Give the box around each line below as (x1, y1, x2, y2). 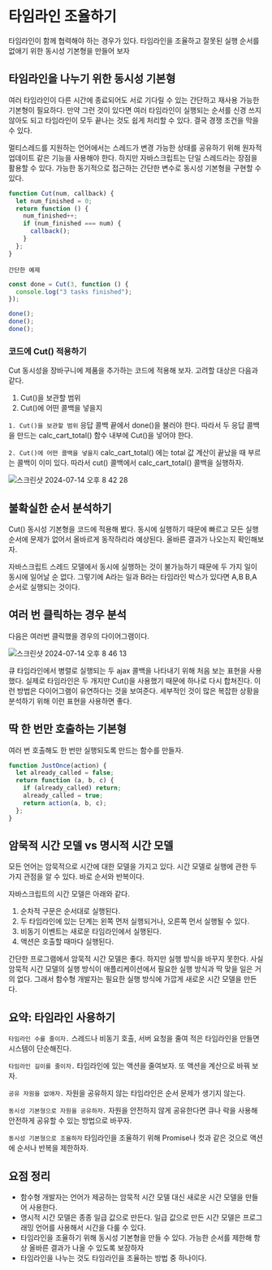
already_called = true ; (23, 792, 104, 800)
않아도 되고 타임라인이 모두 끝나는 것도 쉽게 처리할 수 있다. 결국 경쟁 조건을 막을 (8, 115, 260, 125)
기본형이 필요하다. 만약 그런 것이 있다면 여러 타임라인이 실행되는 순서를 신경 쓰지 (8, 105, 262, 114)
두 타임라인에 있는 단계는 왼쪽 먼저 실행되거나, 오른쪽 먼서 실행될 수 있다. (19, 916, 250, 926)
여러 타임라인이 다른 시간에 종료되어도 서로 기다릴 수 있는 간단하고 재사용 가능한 (8, 95, 260, 105)
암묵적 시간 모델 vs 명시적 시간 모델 (8, 839, 174, 852)
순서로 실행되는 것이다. (8, 582, 80, 592)
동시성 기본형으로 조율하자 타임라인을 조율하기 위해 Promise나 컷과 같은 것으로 (8, 1133, 248, 1143)
